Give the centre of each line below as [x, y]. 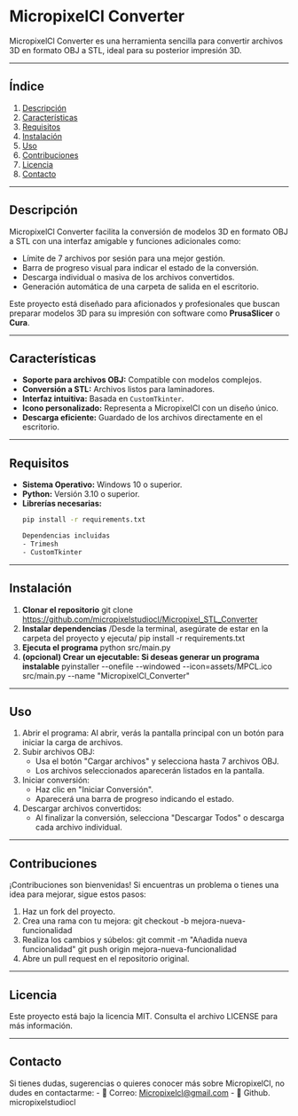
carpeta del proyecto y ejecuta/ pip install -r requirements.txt [133, 638]
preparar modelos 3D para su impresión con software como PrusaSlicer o [145, 313]
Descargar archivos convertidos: [82, 808]
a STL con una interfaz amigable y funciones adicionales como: [125, 240]
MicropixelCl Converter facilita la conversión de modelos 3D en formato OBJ [149, 232]
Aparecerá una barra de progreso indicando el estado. [135, 799]
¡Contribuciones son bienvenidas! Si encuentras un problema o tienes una [144, 885]
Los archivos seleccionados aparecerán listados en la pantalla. [150, 771]
